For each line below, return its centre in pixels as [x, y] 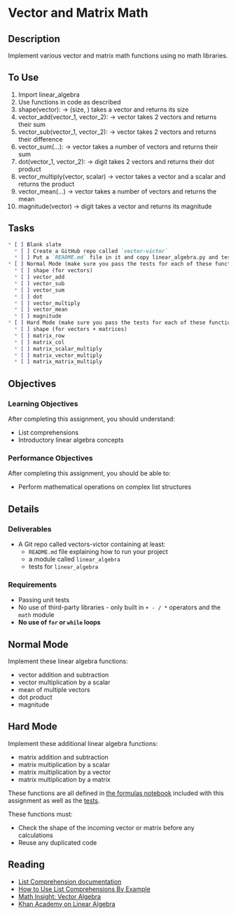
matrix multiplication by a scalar [64, 764]
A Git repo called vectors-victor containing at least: [92, 544]
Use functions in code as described [69, 102]
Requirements [33, 585]
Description [34, 39]
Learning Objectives [43, 403]
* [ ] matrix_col [40, 342]
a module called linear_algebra [75, 559]
